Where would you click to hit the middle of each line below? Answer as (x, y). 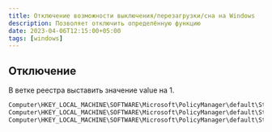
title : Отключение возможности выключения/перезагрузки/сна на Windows (132, 16)
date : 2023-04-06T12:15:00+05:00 (65, 31)
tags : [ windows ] (36, 38)
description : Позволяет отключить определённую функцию (104, 23)
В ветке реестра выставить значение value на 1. (91, 90)
